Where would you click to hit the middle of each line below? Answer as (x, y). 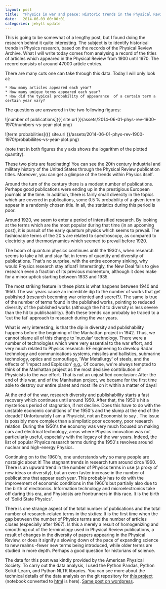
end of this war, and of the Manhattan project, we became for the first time (81, 380)
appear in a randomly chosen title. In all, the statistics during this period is (80, 205)
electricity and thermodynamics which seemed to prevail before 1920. (76, 241)
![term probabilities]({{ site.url (35, 135)
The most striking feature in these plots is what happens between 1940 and (82, 286)
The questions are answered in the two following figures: (63, 110)
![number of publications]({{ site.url (41, 120)
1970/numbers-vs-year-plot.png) (39, 125)
